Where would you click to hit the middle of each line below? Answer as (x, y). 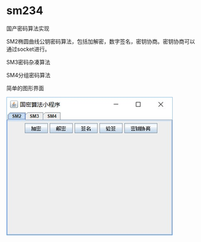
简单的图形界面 (25, 88)
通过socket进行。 (28, 49)
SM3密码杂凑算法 (28, 62)
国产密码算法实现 (28, 28)
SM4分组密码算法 (28, 75)
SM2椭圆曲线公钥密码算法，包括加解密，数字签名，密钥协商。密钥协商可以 (101, 41)
